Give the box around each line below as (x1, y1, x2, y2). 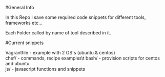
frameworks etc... (5, 20, 43, 26)
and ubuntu (5, 61, 30, 66)
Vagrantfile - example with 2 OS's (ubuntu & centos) (5, 50, 115, 55)
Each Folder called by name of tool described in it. (5, 30, 111, 35)
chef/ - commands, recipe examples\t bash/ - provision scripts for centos (5, 55, 160, 61)
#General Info (5, 5, 34, 10)
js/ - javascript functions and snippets (5, 66, 86, 72)
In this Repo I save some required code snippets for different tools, (5, 14, 146, 20)
